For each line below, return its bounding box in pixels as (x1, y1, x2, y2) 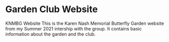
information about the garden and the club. (5, 31, 96, 37)
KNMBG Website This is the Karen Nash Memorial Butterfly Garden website (5, 20, 164, 26)
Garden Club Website (5, 4, 98, 15)
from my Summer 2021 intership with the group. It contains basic (5, 25, 142, 31)
